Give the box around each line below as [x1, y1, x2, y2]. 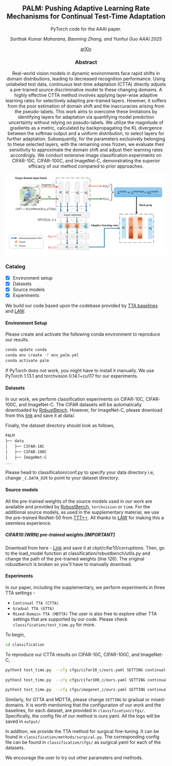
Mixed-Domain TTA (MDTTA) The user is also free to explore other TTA [12, 610, 157, 616]
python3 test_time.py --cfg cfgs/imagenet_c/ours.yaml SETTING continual [5, 687, 168, 692]
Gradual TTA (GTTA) [12, 606, 55, 611]
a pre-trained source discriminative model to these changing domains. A [10, 87, 162, 93]
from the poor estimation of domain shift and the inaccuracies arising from [7, 103, 165, 110]
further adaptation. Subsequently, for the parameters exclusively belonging [7, 136, 165, 142]
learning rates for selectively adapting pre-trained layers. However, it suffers [6, 98, 166, 104]
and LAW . [5, 308, 26, 314]
